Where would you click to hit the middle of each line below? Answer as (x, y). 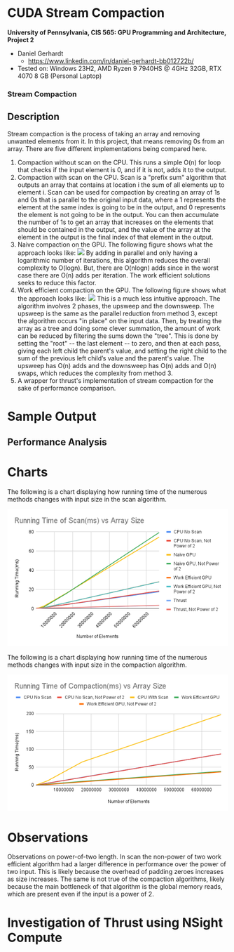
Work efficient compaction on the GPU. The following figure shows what (122, 290)
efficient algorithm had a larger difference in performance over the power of (117, 864)
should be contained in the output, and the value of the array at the (114, 229)
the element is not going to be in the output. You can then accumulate (118, 214)
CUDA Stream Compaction (86, 13)
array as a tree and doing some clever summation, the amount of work (119, 328)
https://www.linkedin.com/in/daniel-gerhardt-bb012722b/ (111, 60)
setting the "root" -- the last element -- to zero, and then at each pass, (119, 343)
